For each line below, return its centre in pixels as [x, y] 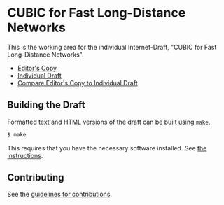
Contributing [36, 177]
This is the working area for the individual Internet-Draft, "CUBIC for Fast [112, 47]
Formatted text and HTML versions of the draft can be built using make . [109, 122]
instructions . [25, 155]
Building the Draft [46, 105]
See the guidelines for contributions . [60, 195]
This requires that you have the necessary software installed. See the [107, 148]
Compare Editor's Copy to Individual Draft [77, 83]
